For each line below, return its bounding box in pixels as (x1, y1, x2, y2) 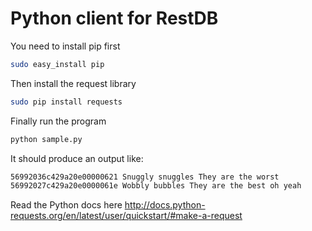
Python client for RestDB (10, 7, 219, 30)
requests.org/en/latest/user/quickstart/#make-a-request (10, 210, 243, 222)
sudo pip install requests (10, 97, 123, 107)
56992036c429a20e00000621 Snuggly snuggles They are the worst (10, 172, 280, 182)
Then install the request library (10, 77, 137, 89)
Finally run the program (10, 115, 107, 127)
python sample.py (10, 134, 83, 144)
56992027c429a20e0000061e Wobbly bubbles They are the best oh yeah (10, 181, 302, 191)
